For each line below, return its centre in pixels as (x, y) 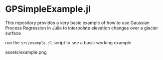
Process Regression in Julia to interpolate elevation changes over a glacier (82, 28)
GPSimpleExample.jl (48, 9)
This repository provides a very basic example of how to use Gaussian (77, 23)
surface (13, 33)
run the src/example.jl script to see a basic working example (68, 42)
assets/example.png (26, 52)
